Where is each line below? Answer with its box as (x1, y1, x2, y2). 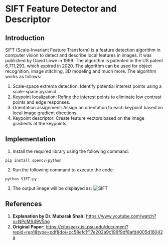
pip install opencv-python (5, 158, 62, 163)
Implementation (5, 135, 56, 143)
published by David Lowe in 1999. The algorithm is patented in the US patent (5, 58, 163, 63)
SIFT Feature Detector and (5, 3, 117, 15)
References (5, 200, 42, 208)
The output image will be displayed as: (12, 185, 92, 191)
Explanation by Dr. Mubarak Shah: (12, 213, 85, 219)
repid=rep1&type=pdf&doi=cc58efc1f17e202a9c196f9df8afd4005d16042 (12, 229, 163, 235)
